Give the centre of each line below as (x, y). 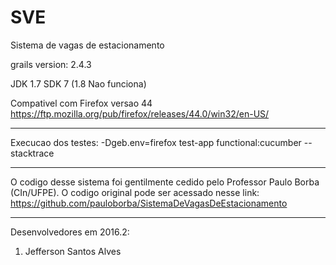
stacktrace (32, 153)
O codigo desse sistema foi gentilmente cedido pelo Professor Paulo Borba (165, 182)
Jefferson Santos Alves (73, 251)
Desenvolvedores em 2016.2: (70, 232)
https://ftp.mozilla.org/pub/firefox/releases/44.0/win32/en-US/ (140, 113)
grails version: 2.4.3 (51, 64)
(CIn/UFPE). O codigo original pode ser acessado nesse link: (135, 192)
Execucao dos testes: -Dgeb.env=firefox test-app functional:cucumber (156, 142)
